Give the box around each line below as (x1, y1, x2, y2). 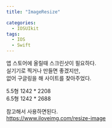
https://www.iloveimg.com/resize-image (6, 115, 106, 121)
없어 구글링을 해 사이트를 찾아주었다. (6, 75, 92, 82)
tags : (6, 31, 20, 37)
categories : (6, 19, 36, 26)
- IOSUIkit (11, 25, 39, 31)
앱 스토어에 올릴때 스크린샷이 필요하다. (6, 60, 96, 66)
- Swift (11, 42, 31, 48)
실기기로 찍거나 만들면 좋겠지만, (6, 67, 81, 74)
